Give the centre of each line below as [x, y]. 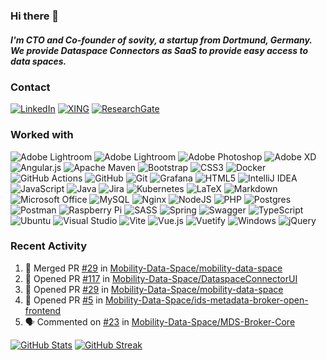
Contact [30, 87]
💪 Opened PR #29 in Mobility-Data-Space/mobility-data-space [154, 289]
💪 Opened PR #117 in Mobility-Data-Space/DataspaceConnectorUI [161, 278]
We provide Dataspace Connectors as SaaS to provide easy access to [159, 50]
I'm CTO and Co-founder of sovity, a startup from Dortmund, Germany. [161, 40]
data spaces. [38, 61]
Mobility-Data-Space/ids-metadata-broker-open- [206, 300]
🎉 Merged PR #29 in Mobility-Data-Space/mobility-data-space [153, 268]
